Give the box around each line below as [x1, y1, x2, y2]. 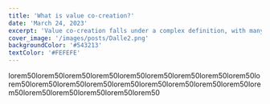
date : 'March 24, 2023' [8, 19, 88, 27]
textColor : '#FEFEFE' [8, 49, 81, 57]
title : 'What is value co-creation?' [8, 11, 135, 20]
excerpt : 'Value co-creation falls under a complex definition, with [8, 26, 247, 34]
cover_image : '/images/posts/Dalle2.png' [8, 34, 149, 42]
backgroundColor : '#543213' [8, 42, 103, 50]
